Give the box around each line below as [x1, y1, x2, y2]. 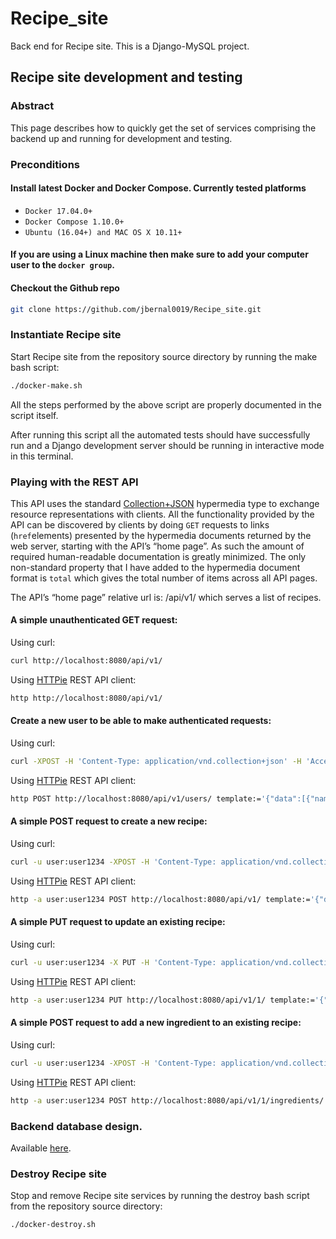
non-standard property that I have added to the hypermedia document [10, 561, 301, 573]
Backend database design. [10, 1119, 143, 1133]
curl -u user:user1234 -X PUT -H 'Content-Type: [10, 957, 217, 967]
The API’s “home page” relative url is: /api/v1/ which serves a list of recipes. [10, 591, 322, 603]
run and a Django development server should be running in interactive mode [10, 439, 325, 451]
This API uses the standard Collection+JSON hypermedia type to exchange [10, 497, 320, 509]
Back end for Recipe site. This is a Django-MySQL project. [10, 40, 250, 52]
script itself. [10, 409, 59, 421]
